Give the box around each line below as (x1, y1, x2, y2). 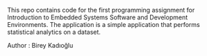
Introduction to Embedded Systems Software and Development (7, 13, 188, 21)
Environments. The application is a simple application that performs (7, 21, 200, 28)
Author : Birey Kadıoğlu (7, 41, 74, 49)
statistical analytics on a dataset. (7, 28, 101, 36)
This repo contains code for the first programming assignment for (7, 6, 195, 14)
